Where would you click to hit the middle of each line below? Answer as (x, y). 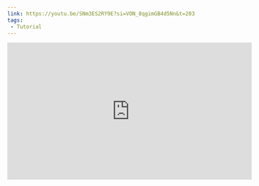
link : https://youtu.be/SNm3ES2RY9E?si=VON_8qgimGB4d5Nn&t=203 (101, 14)
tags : (15, 20)
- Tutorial (26, 26)
